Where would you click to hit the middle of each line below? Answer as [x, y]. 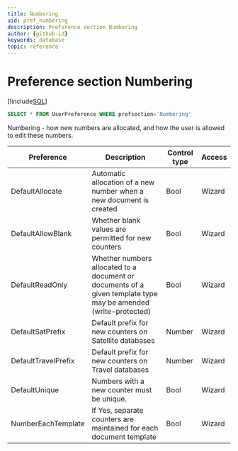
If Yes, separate [118, 410]
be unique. [109, 399]
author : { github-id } [38, 34]
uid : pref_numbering [38, 20]
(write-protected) [121, 311]
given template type [125, 293]
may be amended [121, 303]
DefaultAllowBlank [41, 233]
